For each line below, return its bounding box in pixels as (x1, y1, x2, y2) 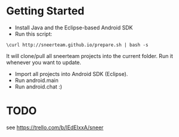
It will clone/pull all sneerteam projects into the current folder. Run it (6, 52, 174, 59)
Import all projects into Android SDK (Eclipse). (14, 70, 128, 77)
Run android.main (14, 77, 59, 84)
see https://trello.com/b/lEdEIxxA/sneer (6, 124, 104, 131)
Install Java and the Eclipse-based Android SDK (14, 24, 134, 31)
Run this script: (14, 30, 53, 37)
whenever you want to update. (6, 59, 82, 66)
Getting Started (6, 4, 85, 18)
